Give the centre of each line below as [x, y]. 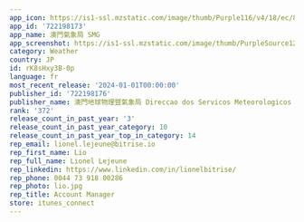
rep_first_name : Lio [48, 152]
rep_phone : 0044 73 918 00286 [66, 178]
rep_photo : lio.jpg [46, 187]
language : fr [34, 77]
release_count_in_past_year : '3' [72, 119]
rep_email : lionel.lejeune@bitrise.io [82, 144]
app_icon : [28, 18]
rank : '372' [32, 111]
